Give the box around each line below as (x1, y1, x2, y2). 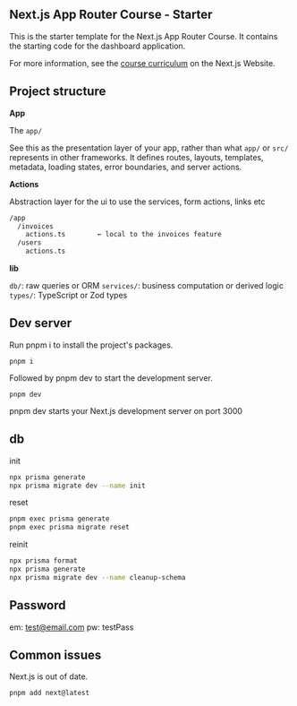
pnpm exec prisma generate (9, 514, 110, 523)
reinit (9, 539, 29, 550)
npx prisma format (9, 556, 78, 565)
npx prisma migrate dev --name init (9, 481, 146, 490)
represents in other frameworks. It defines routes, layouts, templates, (9, 151, 264, 162)
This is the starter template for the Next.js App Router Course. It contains (9, 30, 278, 41)
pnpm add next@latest (9, 689, 90, 698)
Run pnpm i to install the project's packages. (9, 340, 174, 350)
